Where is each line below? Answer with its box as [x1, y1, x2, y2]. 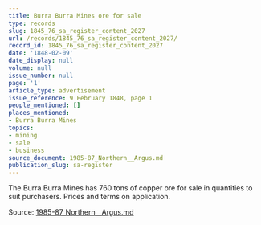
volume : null [8, 64, 52, 72]
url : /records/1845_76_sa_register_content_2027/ [8, 34, 178, 43]
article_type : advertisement [8, 86, 106, 95]
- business [8, 146, 45, 154]
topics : [8, 124, 35, 132]
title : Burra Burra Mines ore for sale [8, 11, 142, 20]
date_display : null [8, 57, 74, 65]
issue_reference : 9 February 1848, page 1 [8, 94, 153, 102]
